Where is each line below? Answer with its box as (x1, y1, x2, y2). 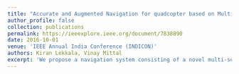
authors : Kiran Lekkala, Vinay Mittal (7, 50, 122, 57)
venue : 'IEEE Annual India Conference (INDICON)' (7, 43, 158, 50)
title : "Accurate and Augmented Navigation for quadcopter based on (7, 10, 215, 18)
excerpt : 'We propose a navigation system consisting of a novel (7, 56, 205, 63)
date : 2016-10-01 (7, 37, 59, 44)
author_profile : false (7, 17, 75, 24)
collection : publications (7, 23, 84, 30)
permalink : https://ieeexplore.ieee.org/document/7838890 (7, 30, 183, 37)
